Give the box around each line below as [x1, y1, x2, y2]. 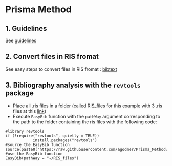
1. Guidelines [5, 24, 47, 33]
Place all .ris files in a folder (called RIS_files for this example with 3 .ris [12, 102, 163, 109]
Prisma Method [5, 4, 72, 15]
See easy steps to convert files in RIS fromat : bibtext [5, 66, 117, 72]
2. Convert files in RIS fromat [5, 52, 99, 61]
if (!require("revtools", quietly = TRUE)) [5, 133, 100, 138]
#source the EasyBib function [5, 142, 70, 147]
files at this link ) [12, 108, 47, 114]
